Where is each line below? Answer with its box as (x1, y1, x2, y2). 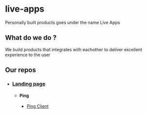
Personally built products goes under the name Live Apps (5, 19, 120, 25)
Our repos (5, 66, 37, 74)
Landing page (12, 80, 45, 87)
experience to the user (5, 52, 51, 57)
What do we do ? (5, 34, 57, 42)
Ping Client (26, 103, 49, 109)
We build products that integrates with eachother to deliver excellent (5, 46, 143, 52)
